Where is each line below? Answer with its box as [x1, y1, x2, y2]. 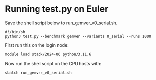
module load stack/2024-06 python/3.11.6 [5, 52, 92, 57]
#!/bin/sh [5, 29, 26, 34]
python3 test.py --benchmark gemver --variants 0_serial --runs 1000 [5, 34, 152, 39]
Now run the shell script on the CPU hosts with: [5, 60, 102, 66]
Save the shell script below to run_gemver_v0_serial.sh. [5, 20, 117, 26]
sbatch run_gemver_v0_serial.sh [5, 70, 72, 75]
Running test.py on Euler [5, 3, 109, 15]
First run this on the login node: [5, 42, 69, 48]
